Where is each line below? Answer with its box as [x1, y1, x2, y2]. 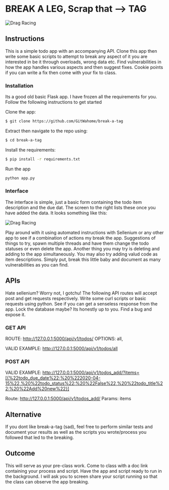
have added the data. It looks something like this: [5, 210, 108, 216]
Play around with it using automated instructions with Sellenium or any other [5, 229, 164, 236]
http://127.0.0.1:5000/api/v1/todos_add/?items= [42, 369, 140, 375]
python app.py [5, 175, 35, 180]
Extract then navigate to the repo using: [5, 128, 88, 134]
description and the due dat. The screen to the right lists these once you [5, 204, 156, 210]
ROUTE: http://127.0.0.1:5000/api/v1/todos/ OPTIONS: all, [5, 335, 123, 342]
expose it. [5, 311, 26, 317]
